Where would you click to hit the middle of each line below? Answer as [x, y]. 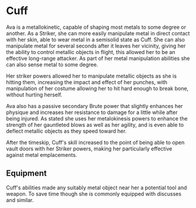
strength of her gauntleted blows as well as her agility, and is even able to [95, 125]
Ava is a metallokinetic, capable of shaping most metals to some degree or [96, 27]
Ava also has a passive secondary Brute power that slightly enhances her [94, 106]
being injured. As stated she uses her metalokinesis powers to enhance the [97, 118]
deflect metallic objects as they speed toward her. [67, 131]
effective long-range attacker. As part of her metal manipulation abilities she [98, 58]
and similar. [20, 200]
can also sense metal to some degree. [52, 64]
